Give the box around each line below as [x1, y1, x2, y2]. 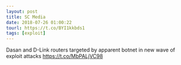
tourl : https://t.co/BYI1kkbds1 [6, 25, 85, 31]
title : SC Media [6, 14, 46, 20]
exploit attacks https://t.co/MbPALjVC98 [6, 53, 104, 60]
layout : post [6, 8, 38, 15]
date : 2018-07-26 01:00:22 [6, 19, 72, 25]
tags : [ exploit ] [6, 30, 46, 36]
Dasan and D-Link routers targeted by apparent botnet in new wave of [6, 46, 176, 53]
